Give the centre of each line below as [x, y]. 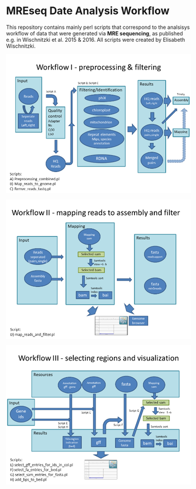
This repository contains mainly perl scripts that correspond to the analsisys [98, 27]
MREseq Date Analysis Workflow [88, 11]
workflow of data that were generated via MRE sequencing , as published [94, 33]
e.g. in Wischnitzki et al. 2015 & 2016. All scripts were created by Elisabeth [96, 39]
